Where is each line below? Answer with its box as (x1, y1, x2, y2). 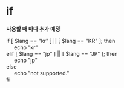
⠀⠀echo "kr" (6, 44, 38, 51)
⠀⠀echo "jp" (6, 56, 38, 64)
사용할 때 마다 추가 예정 (6, 25, 60, 32)
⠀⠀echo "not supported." (6, 69, 70, 76)
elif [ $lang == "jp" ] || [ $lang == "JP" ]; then (6, 50, 118, 57)
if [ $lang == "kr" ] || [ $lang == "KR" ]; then (6, 37, 116, 44)
